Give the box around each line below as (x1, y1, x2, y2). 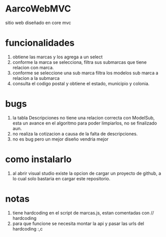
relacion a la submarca (12, 75, 60, 81)
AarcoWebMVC (5, 3, 71, 15)
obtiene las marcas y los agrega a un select (12, 54, 103, 60)
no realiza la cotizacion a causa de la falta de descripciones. (12, 131, 138, 137)
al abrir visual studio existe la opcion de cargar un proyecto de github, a (12, 170, 161, 176)
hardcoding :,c (12, 225, 43, 231)
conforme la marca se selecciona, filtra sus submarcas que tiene (12, 59, 147, 65)
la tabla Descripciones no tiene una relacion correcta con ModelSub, (12, 114, 155, 121)
